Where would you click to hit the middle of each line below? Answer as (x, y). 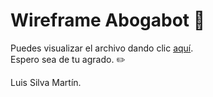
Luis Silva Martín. (46, 82)
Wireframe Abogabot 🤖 (108, 20)
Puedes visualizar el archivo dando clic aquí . (102, 48)
